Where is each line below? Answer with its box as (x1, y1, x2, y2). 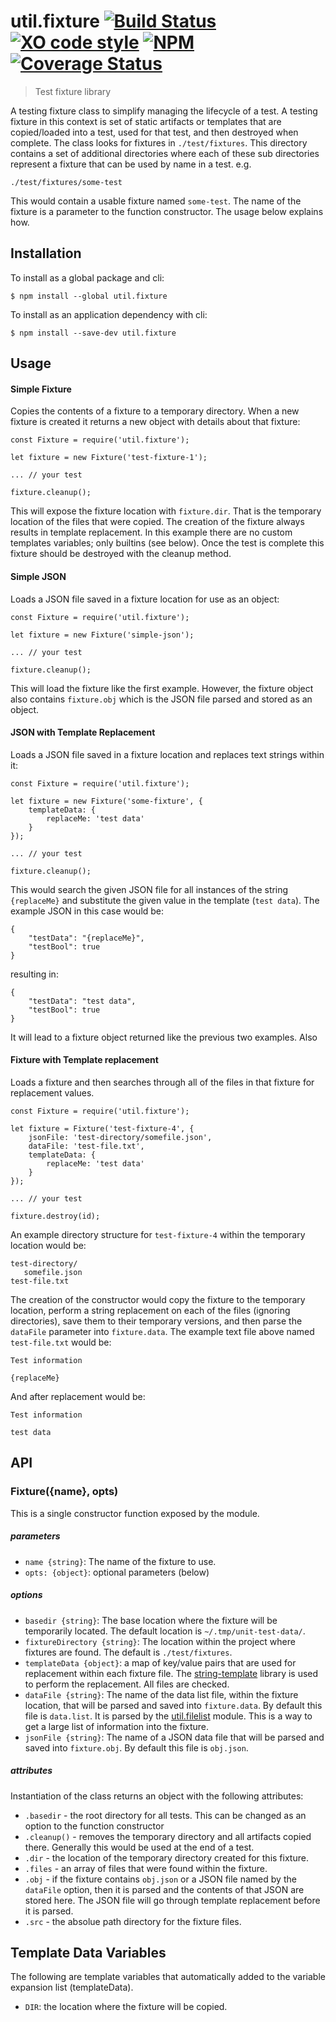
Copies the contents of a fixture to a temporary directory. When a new (10, 405, 300, 417)
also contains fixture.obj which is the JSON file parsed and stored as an (10, 693, 313, 705)
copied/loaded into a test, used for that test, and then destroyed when (10, 126, 299, 138)
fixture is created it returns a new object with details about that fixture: (10, 416, 301, 428)
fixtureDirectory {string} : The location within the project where (24, 1635, 296, 1647)
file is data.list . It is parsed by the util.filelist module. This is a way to (24, 1710, 313, 1722)
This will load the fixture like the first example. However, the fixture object (10, 682, 314, 694)
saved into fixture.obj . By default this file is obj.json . (24, 1741, 249, 1754)
